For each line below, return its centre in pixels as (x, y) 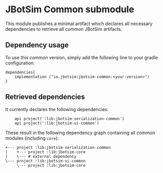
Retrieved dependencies (45, 97)
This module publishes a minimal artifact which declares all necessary (79, 24)
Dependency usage (37, 45)
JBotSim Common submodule (70, 9)
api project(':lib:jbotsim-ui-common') (57, 123)
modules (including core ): (32, 138)
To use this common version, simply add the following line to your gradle (82, 57)
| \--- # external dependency (41, 156)
